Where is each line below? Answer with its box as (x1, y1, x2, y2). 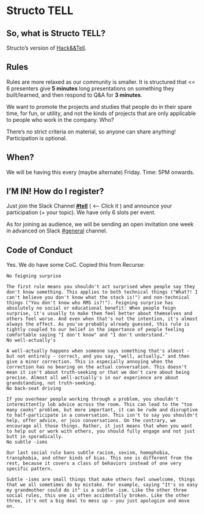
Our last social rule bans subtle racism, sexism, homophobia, (6, 450, 171, 456)
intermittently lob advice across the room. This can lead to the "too (6, 401, 192, 408)
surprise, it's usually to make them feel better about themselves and (6, 310, 192, 317)
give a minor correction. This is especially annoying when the (6, 359, 173, 365)
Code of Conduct (6, 245, 73, 255)
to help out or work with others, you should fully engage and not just (6, 428, 195, 434)
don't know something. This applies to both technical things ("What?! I (6, 289, 199, 296)
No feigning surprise (6, 273, 62, 279)
